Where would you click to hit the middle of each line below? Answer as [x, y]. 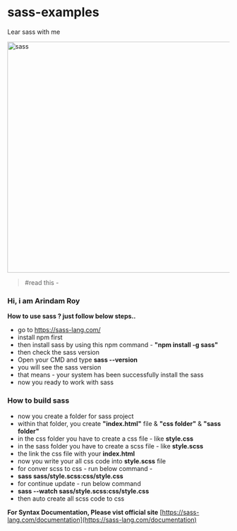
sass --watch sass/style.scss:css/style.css [83, 491]
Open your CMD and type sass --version [78, 360]
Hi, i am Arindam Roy [44, 300]
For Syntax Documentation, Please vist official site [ [85, 512]
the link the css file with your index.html [76, 453]
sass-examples [54, 12]
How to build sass [38, 401]
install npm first [40, 337]
